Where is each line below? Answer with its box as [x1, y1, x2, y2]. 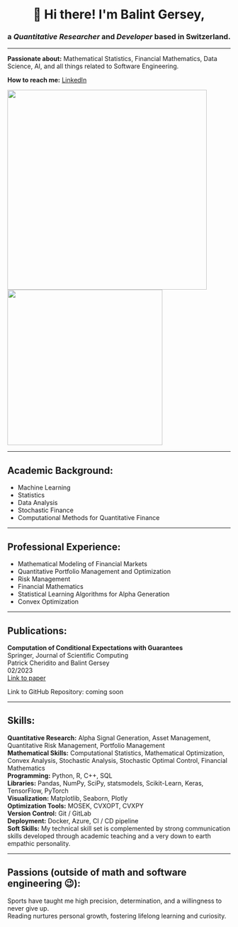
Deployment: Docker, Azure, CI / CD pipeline [7, 816, 139, 825]
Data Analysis [17, 499, 58, 507]
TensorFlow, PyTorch [7, 786, 69, 795]
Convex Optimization [17, 597, 79, 606]
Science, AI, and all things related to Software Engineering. [7, 62, 179, 70]
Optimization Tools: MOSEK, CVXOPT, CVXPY [7, 801, 144, 810]
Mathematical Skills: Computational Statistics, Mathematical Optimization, [7, 749, 225, 757]
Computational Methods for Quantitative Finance [17, 514, 160, 522]
